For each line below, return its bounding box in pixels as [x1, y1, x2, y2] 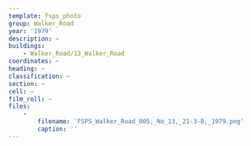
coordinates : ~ [8, 58, 60, 66]
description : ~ [8, 34, 60, 43]
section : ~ [8, 79, 45, 88]
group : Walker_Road [8, 19, 74, 28]
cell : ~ [8, 87, 35, 96]
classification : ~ [8, 72, 70, 80]
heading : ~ [8, 65, 45, 73]
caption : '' [37, 125, 79, 133]
